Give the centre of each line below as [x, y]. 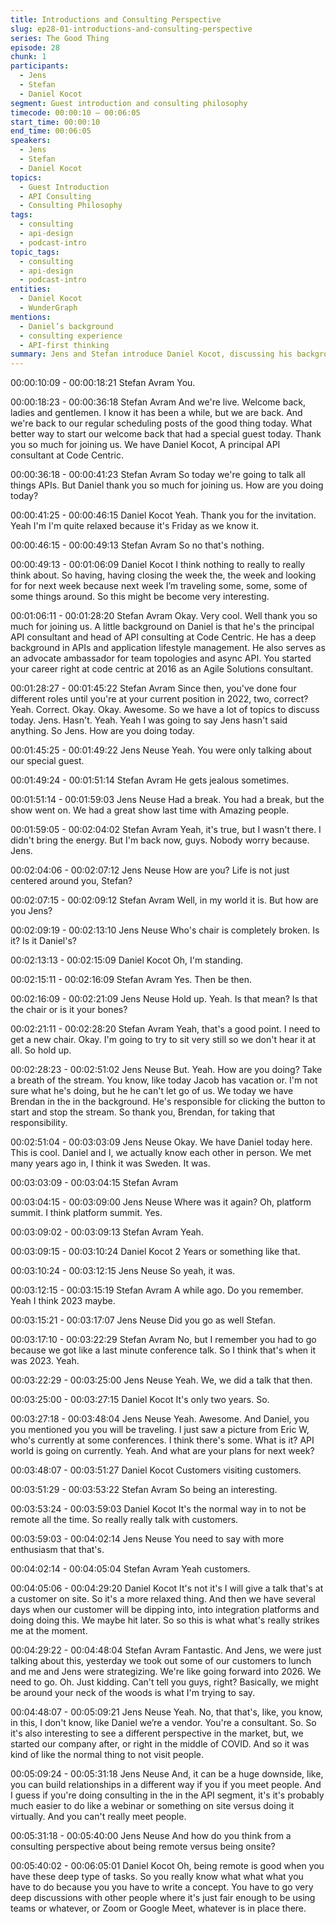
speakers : [31, 141]
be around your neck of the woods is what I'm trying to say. [133, 1693]
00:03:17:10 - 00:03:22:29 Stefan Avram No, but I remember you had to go [163, 1340]
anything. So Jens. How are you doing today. [102, 731]
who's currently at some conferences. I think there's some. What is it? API [162, 1440]
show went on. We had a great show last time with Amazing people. [150, 810]
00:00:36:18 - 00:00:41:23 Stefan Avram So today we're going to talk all [158, 475]
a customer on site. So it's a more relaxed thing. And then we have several [163, 1599]
